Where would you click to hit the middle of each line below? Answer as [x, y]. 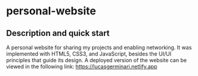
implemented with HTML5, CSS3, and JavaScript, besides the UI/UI [89, 54]
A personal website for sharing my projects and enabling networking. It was [99, 47]
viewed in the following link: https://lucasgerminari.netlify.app [82, 66]
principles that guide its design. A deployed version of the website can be [96, 60]
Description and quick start [58, 33]
